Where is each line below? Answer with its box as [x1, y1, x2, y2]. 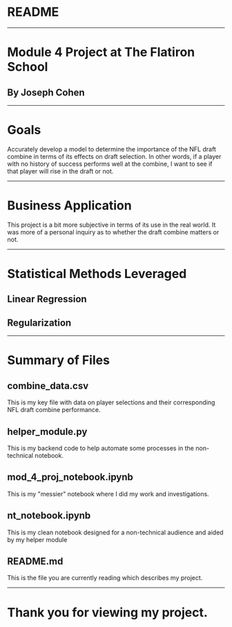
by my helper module [7, 535, 68, 543]
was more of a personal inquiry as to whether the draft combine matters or [7, 227, 220, 236]
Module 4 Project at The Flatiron [7, 44, 195, 60]
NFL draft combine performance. [7, 406, 101, 414]
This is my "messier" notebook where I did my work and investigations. [7, 489, 209, 498]
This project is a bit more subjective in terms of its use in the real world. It [7, 221, 216, 229]
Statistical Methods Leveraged [7, 266, 187, 281]
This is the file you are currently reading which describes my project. [7, 574, 203, 582]
